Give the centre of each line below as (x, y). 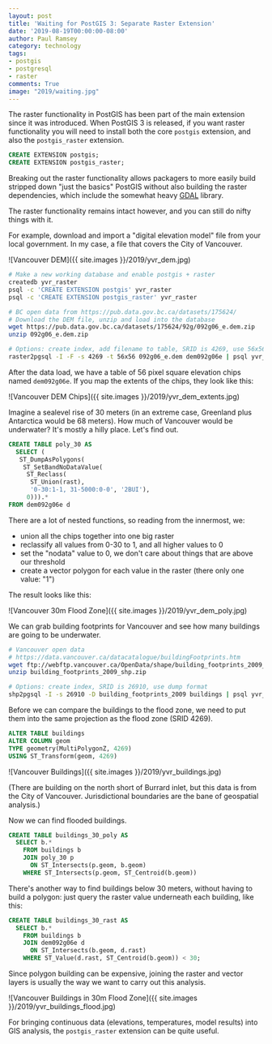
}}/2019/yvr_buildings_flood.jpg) (62, 1006)
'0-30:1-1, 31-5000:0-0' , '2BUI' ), (90, 490)
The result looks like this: (50, 595)
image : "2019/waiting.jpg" (54, 91)
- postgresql (30, 69)
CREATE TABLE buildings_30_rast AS (68, 920)
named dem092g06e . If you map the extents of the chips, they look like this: (131, 380)
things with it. (31, 220)
